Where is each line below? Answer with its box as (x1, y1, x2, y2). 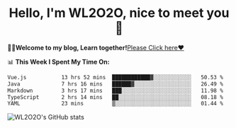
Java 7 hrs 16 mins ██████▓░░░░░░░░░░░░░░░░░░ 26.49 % (7, 80, 223, 88)
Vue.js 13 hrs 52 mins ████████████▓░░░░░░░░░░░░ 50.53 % (7, 74, 223, 81)
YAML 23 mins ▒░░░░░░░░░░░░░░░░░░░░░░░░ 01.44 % (7, 100, 223, 107)
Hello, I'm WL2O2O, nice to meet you (9, 5, 230, 21)
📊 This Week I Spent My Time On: (7, 57, 110, 66)
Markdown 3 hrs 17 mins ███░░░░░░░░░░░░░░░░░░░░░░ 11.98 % (7, 87, 223, 94)
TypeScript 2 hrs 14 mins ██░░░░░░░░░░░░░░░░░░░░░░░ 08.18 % (7, 93, 223, 100)
